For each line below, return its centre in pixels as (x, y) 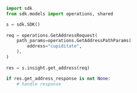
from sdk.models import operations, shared (60, 14)
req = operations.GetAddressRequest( (52, 35)
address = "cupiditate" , (55, 46)
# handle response (39, 84)
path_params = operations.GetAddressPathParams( (74, 41)
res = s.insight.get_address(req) (48, 68)
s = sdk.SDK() (23, 24)
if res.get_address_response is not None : (58, 78)
